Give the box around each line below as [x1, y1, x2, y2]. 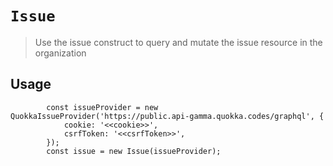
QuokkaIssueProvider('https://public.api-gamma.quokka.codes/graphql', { [10, 111, 325, 121]
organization [34, 47, 87, 59]
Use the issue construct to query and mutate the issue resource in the [34, 36, 323, 48]
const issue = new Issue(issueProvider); [46, 146, 222, 156]
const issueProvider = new [46, 102, 159, 112]
